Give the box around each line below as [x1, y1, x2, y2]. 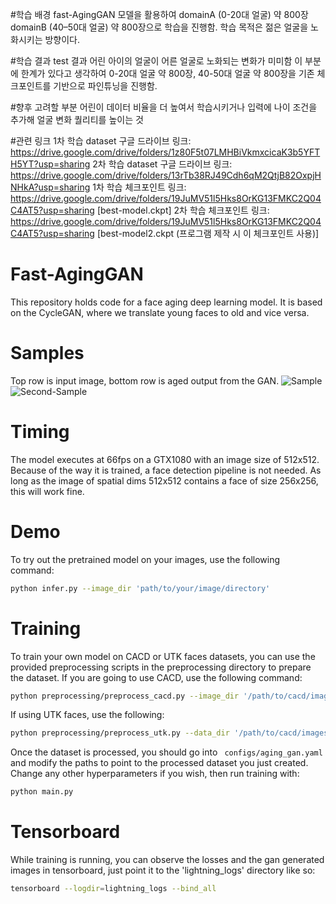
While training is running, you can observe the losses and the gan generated [10, 854, 325, 866]
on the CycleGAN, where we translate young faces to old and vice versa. [10, 306, 310, 318]
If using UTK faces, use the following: [10, 709, 165, 721]
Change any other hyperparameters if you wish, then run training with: [10, 768, 300, 780]
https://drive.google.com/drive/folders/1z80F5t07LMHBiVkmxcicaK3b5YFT [10, 146, 321, 158]
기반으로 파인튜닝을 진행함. [53, 80, 158, 92]
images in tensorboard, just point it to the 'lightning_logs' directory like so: [10, 864, 316, 877]
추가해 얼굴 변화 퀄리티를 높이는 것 [10, 114, 144, 125]
